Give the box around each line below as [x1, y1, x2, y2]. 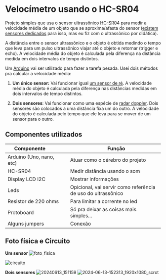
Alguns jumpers [7, 220, 44, 227]
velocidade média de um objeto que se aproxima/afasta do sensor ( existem [5, 25, 159, 31]
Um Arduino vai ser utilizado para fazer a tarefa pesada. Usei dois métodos [5, 65, 158, 71]
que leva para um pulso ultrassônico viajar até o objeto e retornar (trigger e [5, 45, 158, 51]
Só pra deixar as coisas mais [70, 206, 137, 213]
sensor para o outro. [12, 116, 54, 122]
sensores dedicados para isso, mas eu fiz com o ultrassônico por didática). [5, 30, 158, 36]
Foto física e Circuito [5, 237, 70, 245]
